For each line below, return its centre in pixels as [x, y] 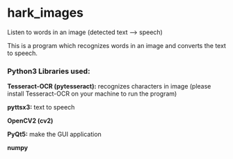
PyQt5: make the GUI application [55, 135]
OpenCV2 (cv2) [30, 121]
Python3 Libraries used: [49, 71]
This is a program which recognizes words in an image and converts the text [116, 45]
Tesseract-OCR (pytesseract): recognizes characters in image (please [109, 86]
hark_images [45, 13]
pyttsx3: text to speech [41, 107]
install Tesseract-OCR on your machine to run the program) [92, 94]
